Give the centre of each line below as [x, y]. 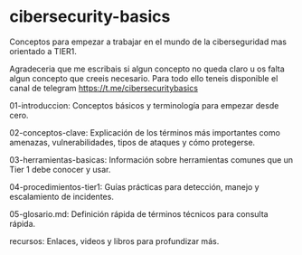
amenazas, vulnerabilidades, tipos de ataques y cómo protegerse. [132, 142]
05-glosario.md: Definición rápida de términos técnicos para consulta [139, 213]
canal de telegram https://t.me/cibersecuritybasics [104, 88]
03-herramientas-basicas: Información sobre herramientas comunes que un [151, 159]
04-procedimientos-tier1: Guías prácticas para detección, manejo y [134, 186]
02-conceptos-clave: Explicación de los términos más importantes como [145, 132]
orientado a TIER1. [43, 51]
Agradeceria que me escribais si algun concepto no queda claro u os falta [147, 69]
